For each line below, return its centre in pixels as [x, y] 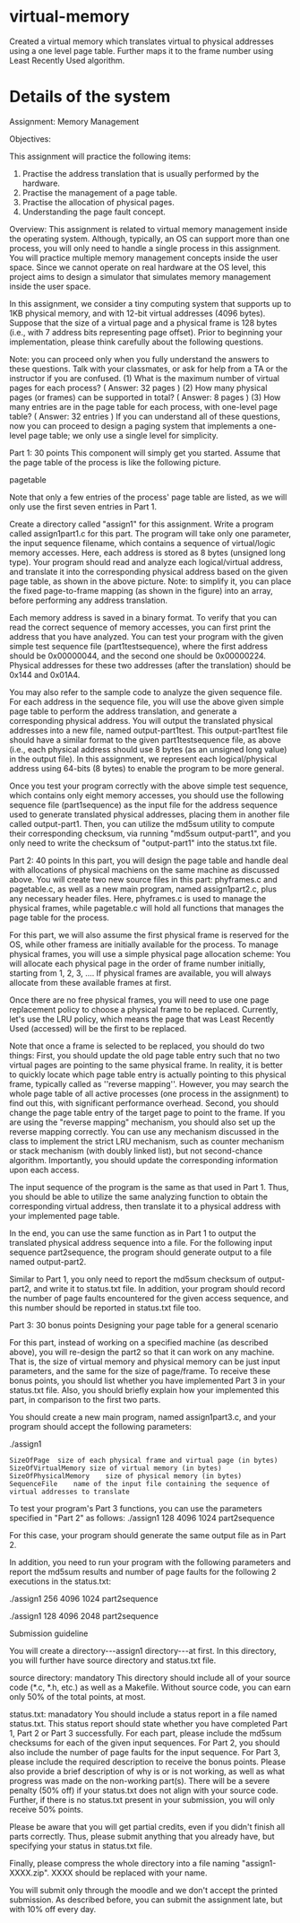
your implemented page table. [64, 1215]
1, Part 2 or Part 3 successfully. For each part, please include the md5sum [146, 1733]
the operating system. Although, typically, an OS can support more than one [150, 239]
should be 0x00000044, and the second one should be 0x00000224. [138, 656]
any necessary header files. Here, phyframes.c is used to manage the [138, 898]
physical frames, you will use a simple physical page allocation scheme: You [150, 953]
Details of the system [90, 97]
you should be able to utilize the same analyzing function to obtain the [139, 1196]
